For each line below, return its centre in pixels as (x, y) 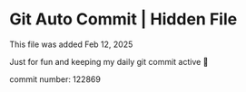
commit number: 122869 (55, 79)
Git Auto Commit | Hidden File (123, 19)
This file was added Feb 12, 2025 (71, 44)
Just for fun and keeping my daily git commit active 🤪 (109, 61)
